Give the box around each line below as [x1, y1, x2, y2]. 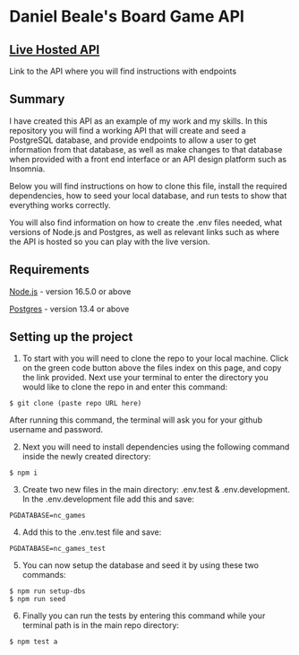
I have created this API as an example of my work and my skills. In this [9, 115, 269, 127]
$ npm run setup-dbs [9, 587, 87, 596]
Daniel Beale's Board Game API [9, 6, 244, 27]
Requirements [9, 262, 90, 277]
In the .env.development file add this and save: [21, 493, 195, 504]
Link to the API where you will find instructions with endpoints [9, 65, 237, 76]
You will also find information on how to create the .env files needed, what [9, 217, 283, 228]
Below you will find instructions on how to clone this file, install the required [9, 180, 287, 191]
